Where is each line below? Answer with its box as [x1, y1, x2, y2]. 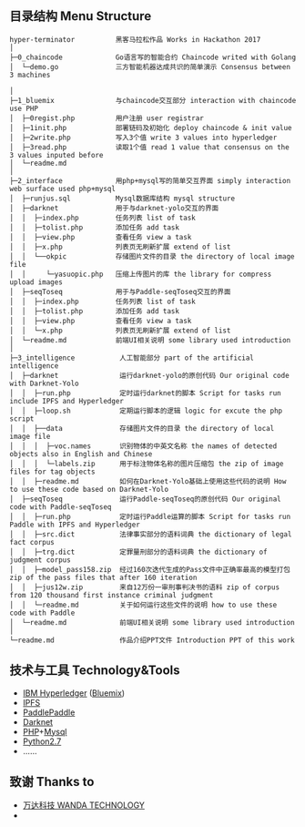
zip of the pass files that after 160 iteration [9, 573, 198, 582]
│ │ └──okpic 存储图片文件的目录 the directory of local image [9, 251, 295, 261]
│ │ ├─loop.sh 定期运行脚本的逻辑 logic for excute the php [9, 406, 283, 415]
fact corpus [9, 537, 55, 546]
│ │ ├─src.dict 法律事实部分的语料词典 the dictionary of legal [9, 529, 292, 539]
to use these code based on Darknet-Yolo [9, 485, 169, 494]
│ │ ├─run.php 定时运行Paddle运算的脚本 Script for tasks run [9, 512, 291, 521]
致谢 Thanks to [9, 774, 95, 790]
